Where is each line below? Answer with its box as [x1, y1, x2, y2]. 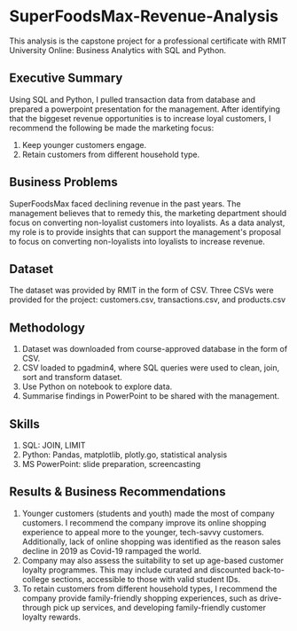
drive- [259, 592, 282, 604]
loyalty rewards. [21, 612, 82, 622]
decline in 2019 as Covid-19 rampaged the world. [21, 545, 202, 556]
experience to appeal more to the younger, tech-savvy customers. [21, 526, 264, 537]
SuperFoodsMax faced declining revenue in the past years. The [9, 198, 241, 209]
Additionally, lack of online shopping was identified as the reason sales [21, 536, 281, 547]
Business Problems [9, 175, 118, 190]
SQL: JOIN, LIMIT [21, 440, 86, 450]
